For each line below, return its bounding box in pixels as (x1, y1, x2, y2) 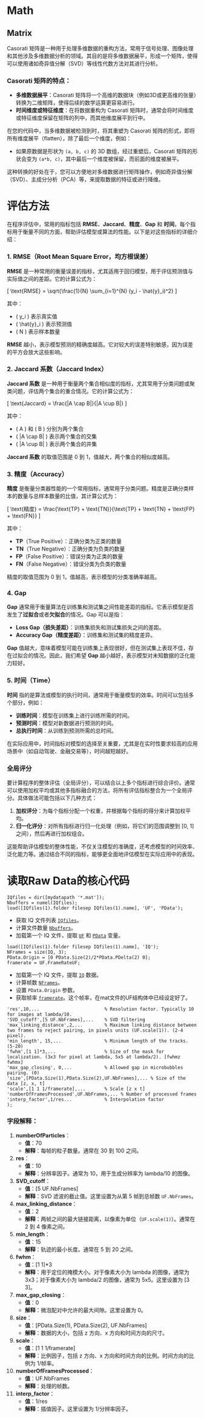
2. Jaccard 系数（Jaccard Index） (7, 365, 108, 374)
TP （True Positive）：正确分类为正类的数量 (15, 538, 122, 545)
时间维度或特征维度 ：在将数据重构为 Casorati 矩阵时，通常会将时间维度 (15, 107, 194, 114)
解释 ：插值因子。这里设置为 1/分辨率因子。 (24, 1405, 132, 1413)
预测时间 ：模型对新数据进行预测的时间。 (15, 719, 117, 727)
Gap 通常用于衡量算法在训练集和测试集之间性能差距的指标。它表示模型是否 (7, 603, 194, 611)
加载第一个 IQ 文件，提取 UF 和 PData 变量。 (15, 931, 124, 939)
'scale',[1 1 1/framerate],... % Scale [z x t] (7, 1086, 146, 1092)
